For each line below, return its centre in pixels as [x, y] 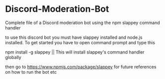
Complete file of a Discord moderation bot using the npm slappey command [82, 23]
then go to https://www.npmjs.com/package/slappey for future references [81, 67]
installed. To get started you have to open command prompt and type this [80, 42]
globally [13, 57]
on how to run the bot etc [31, 72]
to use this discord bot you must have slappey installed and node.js [74, 37]
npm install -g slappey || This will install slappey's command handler [75, 52]
